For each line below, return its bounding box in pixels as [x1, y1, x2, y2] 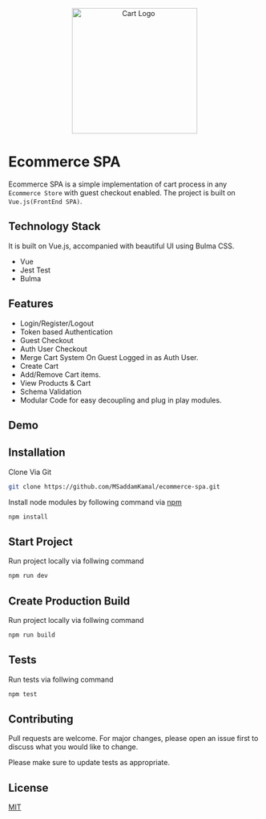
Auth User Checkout [19, 344, 87, 354]
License [8, 780, 49, 795]
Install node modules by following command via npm [8, 497, 182, 506]
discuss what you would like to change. [8, 742, 139, 751]
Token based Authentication [19, 326, 114, 337]
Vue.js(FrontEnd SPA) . [8, 196, 83, 206]
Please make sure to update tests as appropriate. [8, 758, 171, 768]
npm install [8, 513, 48, 521]
